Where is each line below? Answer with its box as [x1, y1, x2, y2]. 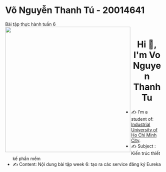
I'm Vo [133, 50, 161, 61]
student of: [131, 116, 154, 122]
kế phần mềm [12, 155, 41, 161]
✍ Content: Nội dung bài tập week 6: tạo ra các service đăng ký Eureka [12, 161, 161, 167]
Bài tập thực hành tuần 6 [5, 21, 56, 27]
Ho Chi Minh [131, 132, 157, 138]
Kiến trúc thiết [131, 150, 160, 156]
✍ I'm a [131, 109, 148, 115]
